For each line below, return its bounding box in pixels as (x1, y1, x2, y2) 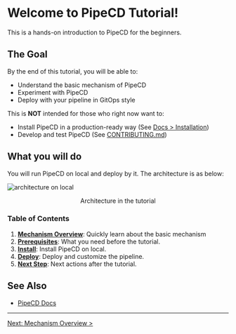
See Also (7, 280, 47, 292)
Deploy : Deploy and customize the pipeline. (17, 252, 145, 260)
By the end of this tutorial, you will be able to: (7, 67, 138, 75)
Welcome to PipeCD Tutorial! (7, 5, 179, 21)
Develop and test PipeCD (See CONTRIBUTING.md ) (17, 130, 167, 138)
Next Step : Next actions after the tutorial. (17, 260, 137, 268)
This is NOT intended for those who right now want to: (7, 109, 164, 117)
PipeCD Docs (17, 298, 57, 307)
